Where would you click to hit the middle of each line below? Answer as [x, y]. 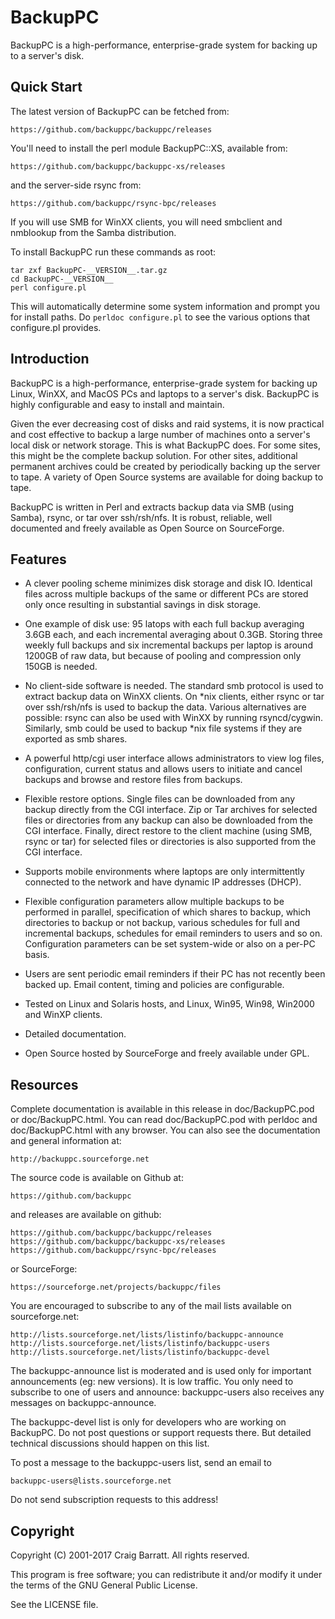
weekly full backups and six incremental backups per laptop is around [168, 645]
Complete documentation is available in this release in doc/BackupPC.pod [162, 1109]
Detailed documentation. [75, 1034]
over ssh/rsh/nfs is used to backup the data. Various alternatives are [165, 707]
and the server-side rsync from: [76, 185]
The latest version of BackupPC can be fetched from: [120, 111]
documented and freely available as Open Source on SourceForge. [147, 528]
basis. [37, 955]
